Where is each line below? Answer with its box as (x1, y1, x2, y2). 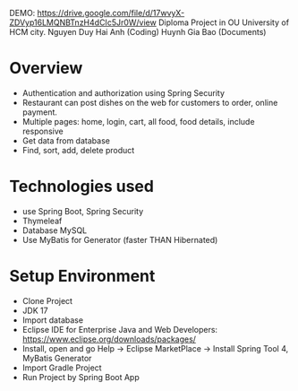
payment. (21, 107, 58, 117)
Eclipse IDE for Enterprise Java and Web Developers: (21, 324, 217, 335)
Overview (9, 58, 83, 79)
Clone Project (21, 295, 73, 306)
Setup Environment (9, 266, 156, 286)
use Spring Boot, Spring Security (21, 205, 144, 216)
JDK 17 (21, 305, 48, 316)
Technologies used (9, 177, 155, 196)
